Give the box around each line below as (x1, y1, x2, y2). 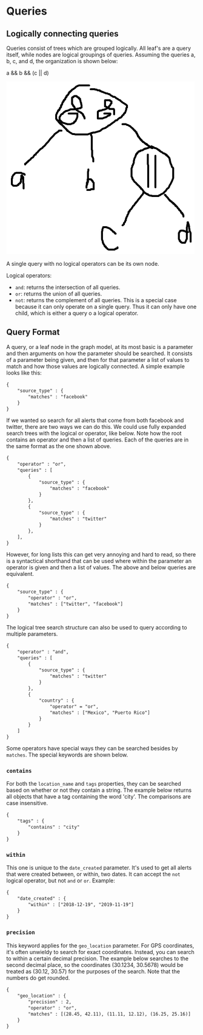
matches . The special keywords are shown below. (6, 751, 128, 758)
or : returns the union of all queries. (15, 290, 102, 297)
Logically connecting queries (6, 29, 119, 39)
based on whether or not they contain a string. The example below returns (6, 786, 192, 794)
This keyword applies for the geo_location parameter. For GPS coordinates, (6, 941, 195, 949)
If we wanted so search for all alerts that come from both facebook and (6, 417, 184, 424)
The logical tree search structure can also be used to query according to (6, 623, 187, 631)
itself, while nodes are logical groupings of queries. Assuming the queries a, (6, 51, 196, 58)
